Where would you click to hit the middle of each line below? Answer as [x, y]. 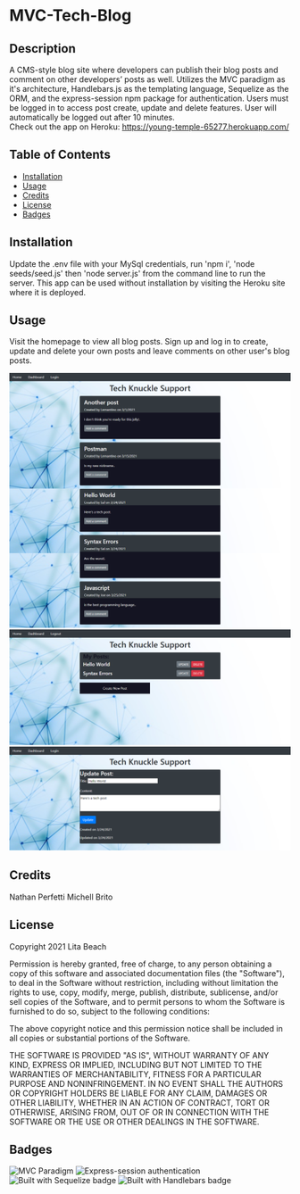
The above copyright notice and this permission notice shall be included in [146, 1028]
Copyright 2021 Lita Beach [58, 946]
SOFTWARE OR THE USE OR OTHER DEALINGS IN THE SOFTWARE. [134, 1122]
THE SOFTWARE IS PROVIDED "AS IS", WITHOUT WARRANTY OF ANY [139, 1055]
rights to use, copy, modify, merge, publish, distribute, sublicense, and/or [144, 992]
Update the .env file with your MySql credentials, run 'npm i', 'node [132, 263]
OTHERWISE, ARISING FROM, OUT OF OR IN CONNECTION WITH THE [139, 1112]
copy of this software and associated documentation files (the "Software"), [147, 973]
